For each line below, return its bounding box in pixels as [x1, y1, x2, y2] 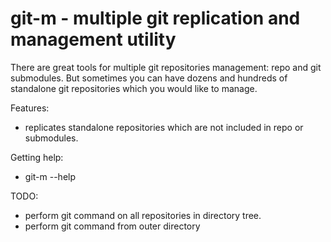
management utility [10, 28, 177, 51]
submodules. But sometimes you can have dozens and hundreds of [10, 72, 288, 84]
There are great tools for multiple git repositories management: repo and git [10, 61, 322, 73]
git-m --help [24, 170, 77, 182]
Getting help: [10, 151, 64, 163]
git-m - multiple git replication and [10, 7, 301, 30]
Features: [10, 102, 50, 114]
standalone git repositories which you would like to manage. [10, 82, 258, 94]
